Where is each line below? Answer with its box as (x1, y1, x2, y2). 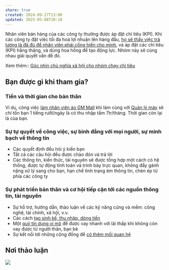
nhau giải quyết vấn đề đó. (5, 53, 61, 59)
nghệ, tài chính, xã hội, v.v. (12, 209, 69, 215)
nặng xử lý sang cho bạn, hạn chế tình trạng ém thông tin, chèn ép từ (12, 168, 158, 174)
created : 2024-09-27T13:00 (5, 12, 63, 17)
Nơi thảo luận (5, 246, 48, 255)
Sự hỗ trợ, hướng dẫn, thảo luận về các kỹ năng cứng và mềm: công (12, 204, 155, 210)
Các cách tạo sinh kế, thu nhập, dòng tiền (12, 215, 100, 221)
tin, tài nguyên (5, 192, 42, 199)
